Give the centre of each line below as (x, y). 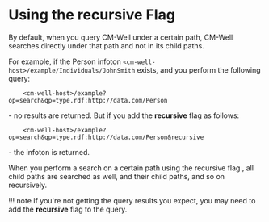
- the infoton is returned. (49, 152)
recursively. (28, 185)
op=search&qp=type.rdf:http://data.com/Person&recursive (106, 137)
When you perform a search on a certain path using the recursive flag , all (131, 168)
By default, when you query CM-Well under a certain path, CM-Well (121, 37)
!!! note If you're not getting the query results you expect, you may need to (132, 200)
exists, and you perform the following (199, 69)
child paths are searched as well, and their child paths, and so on (116, 176)
